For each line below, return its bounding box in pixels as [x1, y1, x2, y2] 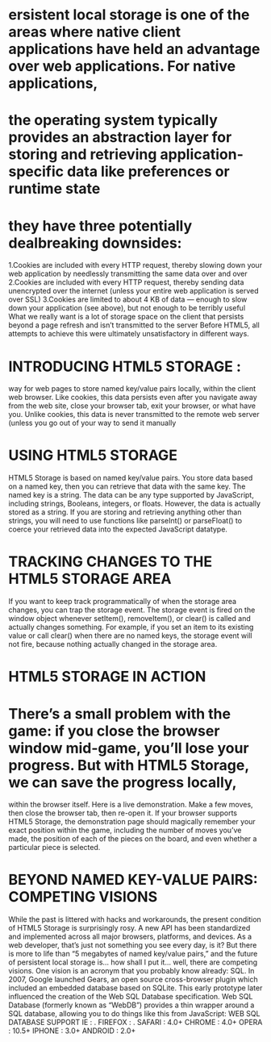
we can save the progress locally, [8, 773, 237, 791]
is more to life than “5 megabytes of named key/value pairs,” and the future [8, 949, 258, 959]
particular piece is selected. [8, 843, 101, 852]
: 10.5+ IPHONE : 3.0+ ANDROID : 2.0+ [8, 1026, 136, 1036]
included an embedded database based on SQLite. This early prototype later [8, 983, 263, 993]
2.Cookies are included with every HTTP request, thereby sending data [8, 277, 244, 287]
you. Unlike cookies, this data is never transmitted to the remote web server [8, 410, 260, 419]
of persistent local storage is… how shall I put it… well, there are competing [8, 957, 258, 967]
